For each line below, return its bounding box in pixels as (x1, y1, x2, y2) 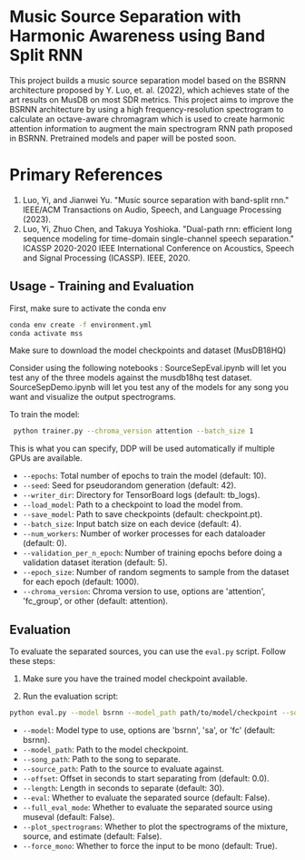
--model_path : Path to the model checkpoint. (22, 744, 189, 755)
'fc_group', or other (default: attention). (22, 596, 169, 607)
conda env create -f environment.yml (9, 320, 152, 329)
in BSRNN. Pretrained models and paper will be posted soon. (9, 132, 237, 143)
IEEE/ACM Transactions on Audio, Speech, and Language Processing (22, 204, 282, 215)
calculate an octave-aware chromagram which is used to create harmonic (9, 113, 286, 124)
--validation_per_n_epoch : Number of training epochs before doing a (22, 547, 283, 559)
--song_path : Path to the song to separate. (22, 754, 182, 764)
